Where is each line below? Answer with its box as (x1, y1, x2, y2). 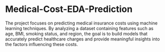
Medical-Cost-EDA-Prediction (5, 3, 132, 15)
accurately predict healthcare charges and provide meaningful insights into (5, 36, 160, 42)
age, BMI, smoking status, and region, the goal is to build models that (5, 30, 147, 36)
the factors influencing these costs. (5, 41, 78, 47)
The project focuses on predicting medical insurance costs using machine (5, 20, 158, 26)
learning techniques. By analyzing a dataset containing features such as (5, 25, 153, 31)
